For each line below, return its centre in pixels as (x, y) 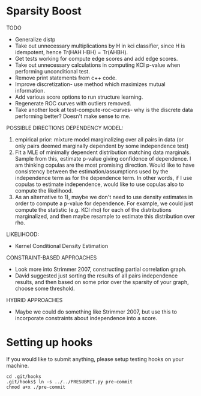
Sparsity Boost (44, 11)
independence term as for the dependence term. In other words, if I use (103, 178)
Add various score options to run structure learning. (79, 97)
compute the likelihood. (44, 190)
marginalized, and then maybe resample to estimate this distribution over (105, 216)
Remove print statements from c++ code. (66, 78)
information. (30, 90)
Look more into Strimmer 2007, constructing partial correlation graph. (101, 269)
